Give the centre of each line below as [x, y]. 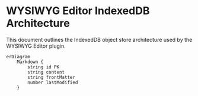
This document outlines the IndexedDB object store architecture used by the [99, 39]
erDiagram [18, 57]
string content [46, 72]
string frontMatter [52, 77]
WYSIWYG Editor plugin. [36, 46]
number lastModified [53, 82]
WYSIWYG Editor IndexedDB [78, 11]
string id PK [44, 67]
